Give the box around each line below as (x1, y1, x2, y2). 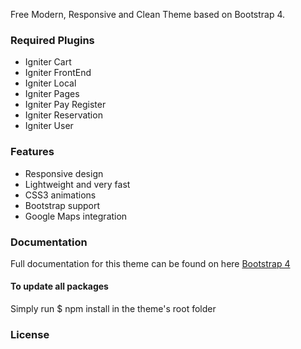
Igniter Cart (24, 56, 72, 68)
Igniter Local (24, 77, 77, 89)
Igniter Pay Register (24, 99, 107, 111)
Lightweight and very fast (24, 178, 131, 190)
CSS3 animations (24, 189, 97, 201)
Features (10, 145, 55, 159)
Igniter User (24, 120, 74, 132)
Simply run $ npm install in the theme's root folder (10, 303, 217, 315)
